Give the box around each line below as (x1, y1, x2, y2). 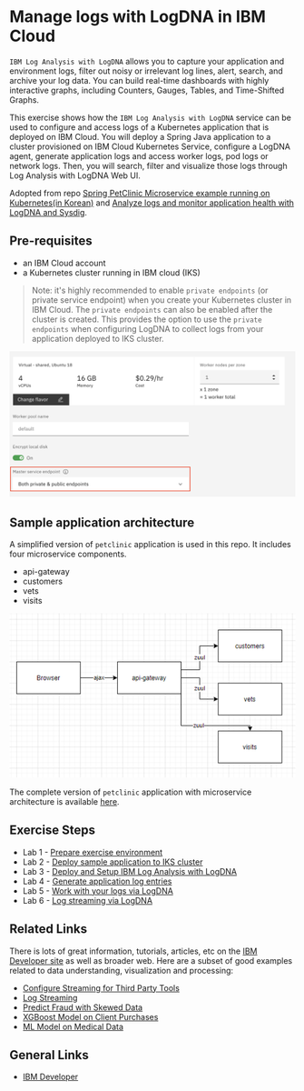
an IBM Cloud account (22, 257, 106, 268)
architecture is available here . (9, 796, 120, 806)
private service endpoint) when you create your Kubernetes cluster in (31, 294, 292, 305)
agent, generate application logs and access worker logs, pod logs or (9, 150, 270, 161)
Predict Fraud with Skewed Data (22, 1002, 143, 1013)
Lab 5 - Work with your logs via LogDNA (22, 885, 174, 896)
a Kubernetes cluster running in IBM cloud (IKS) (22, 266, 201, 278)
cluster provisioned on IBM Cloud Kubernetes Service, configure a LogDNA (9, 141, 290, 152)
